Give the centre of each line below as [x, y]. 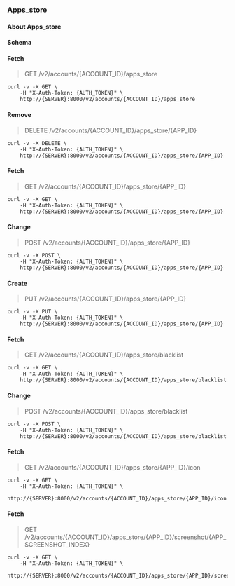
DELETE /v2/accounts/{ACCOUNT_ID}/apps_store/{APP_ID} [111, 130]
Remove [19, 114]
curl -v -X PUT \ [33, 312]
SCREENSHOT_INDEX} [57, 544]
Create [17, 283]
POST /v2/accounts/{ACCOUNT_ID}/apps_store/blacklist [106, 411]
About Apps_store [34, 27]
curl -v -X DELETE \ [37, 143]
